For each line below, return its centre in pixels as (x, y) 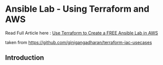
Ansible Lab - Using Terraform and (77, 9)
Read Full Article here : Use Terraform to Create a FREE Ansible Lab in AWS (81, 33)
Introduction (25, 58)
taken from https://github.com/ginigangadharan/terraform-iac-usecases (79, 42)
